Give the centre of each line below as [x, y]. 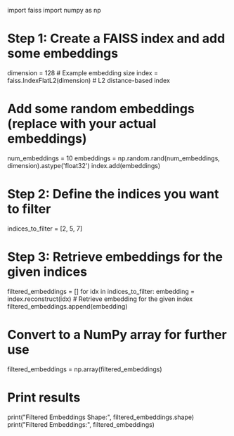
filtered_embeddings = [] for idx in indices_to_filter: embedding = [101, 291]
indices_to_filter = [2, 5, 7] [45, 229]
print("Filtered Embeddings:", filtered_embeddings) [81, 424]
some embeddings [63, 54]
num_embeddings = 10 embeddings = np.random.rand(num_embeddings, [113, 158]
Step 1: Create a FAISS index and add [116, 39]
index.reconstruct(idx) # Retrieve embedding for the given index [100, 299]
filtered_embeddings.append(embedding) [67, 306]
